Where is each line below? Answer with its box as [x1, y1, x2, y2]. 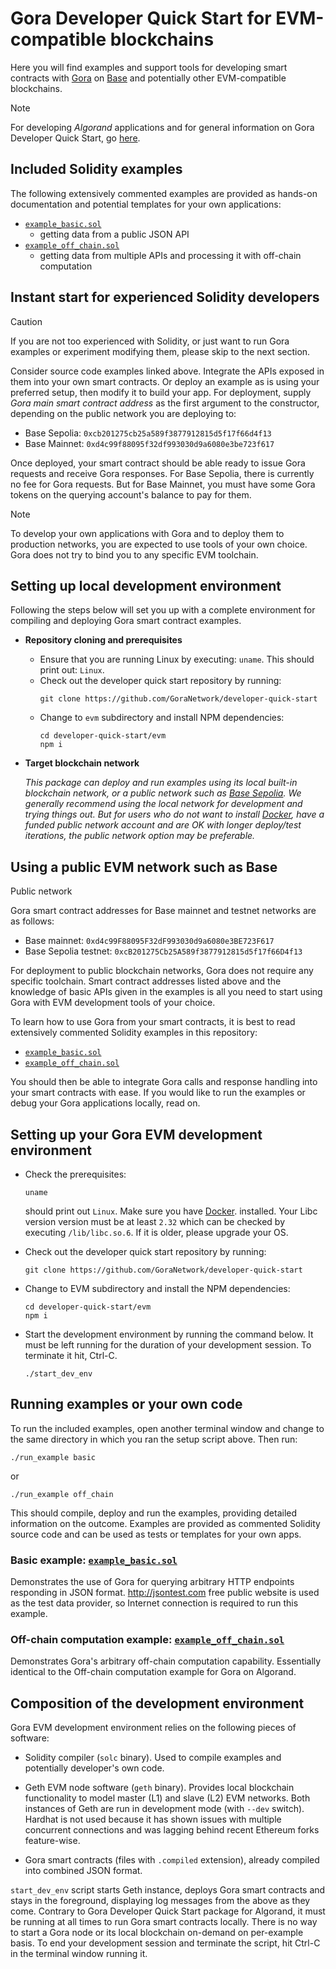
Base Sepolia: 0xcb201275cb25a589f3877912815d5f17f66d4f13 [24, 427, 272, 439]
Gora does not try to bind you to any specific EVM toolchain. [10, 548, 259, 561]
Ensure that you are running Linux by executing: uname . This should [39, 653, 315, 666]
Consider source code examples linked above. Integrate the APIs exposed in [10, 365, 325, 377]
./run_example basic [10, 1452, 97, 1462]
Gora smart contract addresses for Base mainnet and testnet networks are [10, 905, 317, 917]
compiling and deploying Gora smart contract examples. [10, 615, 242, 627]
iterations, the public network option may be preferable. [24, 830, 256, 842]
